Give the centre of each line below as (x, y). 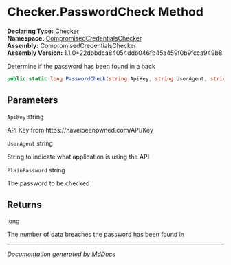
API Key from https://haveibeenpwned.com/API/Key (80, 130)
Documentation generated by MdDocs (61, 254)
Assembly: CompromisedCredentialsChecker (72, 45)
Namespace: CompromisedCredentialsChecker (75, 38)
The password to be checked (48, 183)
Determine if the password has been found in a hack (81, 66)
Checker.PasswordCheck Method (106, 12)
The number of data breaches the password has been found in (96, 235)
